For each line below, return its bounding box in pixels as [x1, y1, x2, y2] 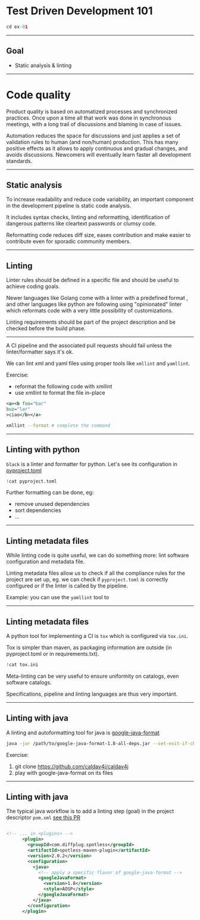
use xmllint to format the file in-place [14, 389, 105, 396]
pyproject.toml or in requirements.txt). [6, 650, 99, 657]
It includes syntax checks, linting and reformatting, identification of [6, 214, 170, 221]
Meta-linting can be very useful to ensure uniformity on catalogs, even [6, 672, 179, 680]
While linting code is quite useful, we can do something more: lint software [6, 552, 189, 559]
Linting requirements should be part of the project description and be [6, 318, 176, 326]
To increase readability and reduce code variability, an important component [6, 196, 194, 203]
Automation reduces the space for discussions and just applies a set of [6, 132, 180, 139]
